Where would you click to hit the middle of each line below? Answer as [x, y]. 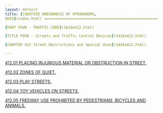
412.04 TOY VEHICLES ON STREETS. [42, 91]
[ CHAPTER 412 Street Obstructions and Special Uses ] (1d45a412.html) [76, 45]
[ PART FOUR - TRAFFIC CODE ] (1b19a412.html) [50, 27]
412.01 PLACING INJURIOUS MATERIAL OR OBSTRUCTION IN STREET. [76, 63]
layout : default [21, 9]
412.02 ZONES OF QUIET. [31, 72]
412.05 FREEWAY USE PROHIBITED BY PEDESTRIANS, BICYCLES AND [76, 100]
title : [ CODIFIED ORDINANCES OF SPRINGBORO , [51, 14]
